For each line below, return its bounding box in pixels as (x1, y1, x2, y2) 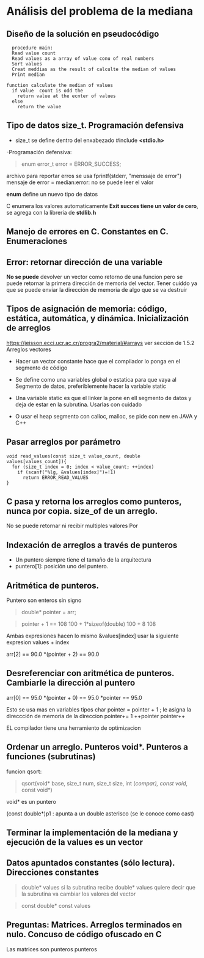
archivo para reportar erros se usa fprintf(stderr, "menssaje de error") (6, 172, 182, 179)
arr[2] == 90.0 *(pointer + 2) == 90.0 (6, 650, 100, 658)
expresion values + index (6, 639, 70, 646)
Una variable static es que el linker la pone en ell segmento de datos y (15, 394, 192, 401)
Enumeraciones (6, 236, 68, 247)
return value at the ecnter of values (17, 93, 116, 99)
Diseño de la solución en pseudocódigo (6, 29, 159, 39)
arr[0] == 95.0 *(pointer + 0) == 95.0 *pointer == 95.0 (6, 694, 142, 701)
